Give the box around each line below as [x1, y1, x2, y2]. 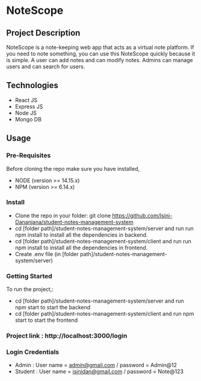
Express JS [14, 103, 43, 110]
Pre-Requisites [6, 152, 51, 160]
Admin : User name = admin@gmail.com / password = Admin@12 [14, 362, 178, 369]
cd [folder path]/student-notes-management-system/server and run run [14, 225, 194, 232]
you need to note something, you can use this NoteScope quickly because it [6, 50, 196, 57]
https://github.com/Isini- [112, 212, 173, 219]
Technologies [6, 80, 59, 91]
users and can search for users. [6, 63, 85, 70]
